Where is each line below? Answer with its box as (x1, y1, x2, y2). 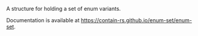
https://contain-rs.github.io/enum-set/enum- (80, 17, 192, 23)
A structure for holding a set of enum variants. (6, 5, 121, 12)
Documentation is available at (6, 17, 80, 23)
